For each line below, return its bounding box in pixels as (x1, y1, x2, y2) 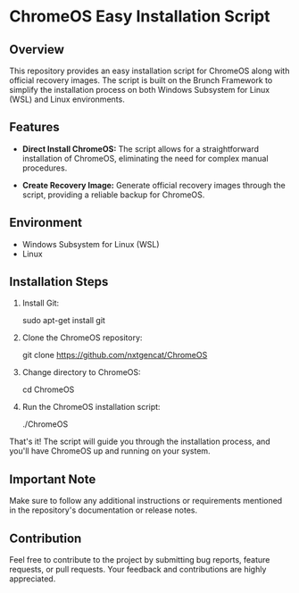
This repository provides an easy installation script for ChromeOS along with (9, 65, 290, 76)
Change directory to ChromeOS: (21, 367, 141, 378)
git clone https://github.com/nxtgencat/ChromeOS (21, 350, 208, 361)
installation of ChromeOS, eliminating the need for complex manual (21, 153, 270, 163)
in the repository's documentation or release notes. (9, 505, 198, 515)
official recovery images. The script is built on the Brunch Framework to (9, 75, 273, 86)
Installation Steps (9, 274, 109, 289)
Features (9, 120, 60, 135)
